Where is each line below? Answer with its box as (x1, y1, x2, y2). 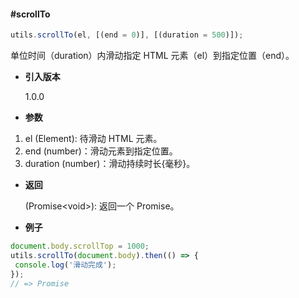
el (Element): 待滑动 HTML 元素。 (24, 133, 163, 145)
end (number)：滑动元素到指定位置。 (24, 145, 178, 157)
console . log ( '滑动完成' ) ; (14, 260, 117, 270)
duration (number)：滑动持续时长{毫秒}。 (24, 158, 196, 170)
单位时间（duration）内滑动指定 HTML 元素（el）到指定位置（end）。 (10, 50, 295, 62)
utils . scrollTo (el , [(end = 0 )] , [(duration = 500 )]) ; (10, 30, 244, 40)
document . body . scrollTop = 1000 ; (10, 241, 150, 252)
